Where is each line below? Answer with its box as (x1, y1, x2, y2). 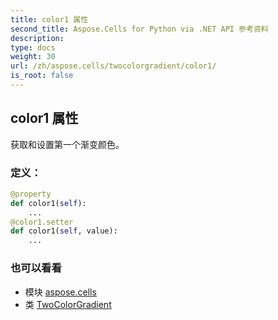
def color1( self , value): (10, 226, 118, 236)
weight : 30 (10, 52, 56, 62)
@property (10, 189, 52, 199)
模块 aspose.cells (24, 286, 97, 298)
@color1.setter (10, 217, 74, 227)
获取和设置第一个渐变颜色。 (10, 138, 125, 150)
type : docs (10, 42, 56, 53)
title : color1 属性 (10, 14, 89, 25)
